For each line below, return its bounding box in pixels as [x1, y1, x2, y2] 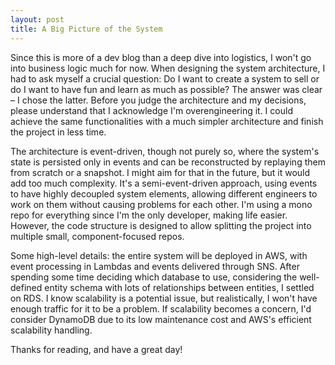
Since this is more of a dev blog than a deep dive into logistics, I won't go [10, 51, 312, 63]
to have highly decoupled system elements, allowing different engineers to [10, 187, 318, 200]
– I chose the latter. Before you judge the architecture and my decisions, [10, 94, 307, 106]
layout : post [10, 14, 65, 25]
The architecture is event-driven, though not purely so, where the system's [10, 145, 320, 157]
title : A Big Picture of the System [10, 24, 163, 34]
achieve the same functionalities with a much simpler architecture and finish [10, 115, 324, 127]
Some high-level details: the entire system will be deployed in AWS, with [10, 249, 308, 261]
